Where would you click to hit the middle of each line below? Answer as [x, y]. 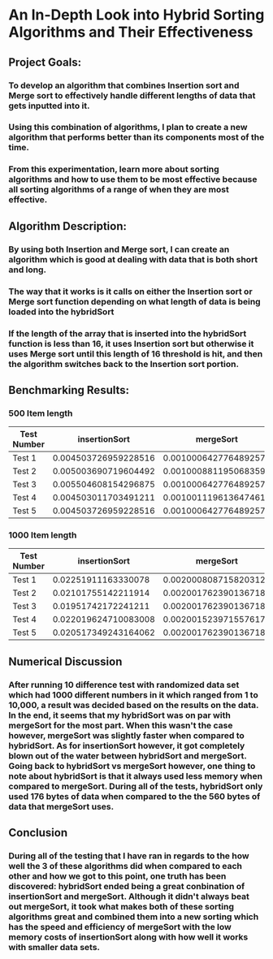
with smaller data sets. [54, 948]
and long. [28, 270]
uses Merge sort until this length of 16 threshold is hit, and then [136, 353]
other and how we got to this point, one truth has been [117, 876]
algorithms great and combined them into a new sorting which [134, 917]
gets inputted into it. [49, 106]
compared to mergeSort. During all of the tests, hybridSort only [136, 786]
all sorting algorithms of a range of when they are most [119, 190]
